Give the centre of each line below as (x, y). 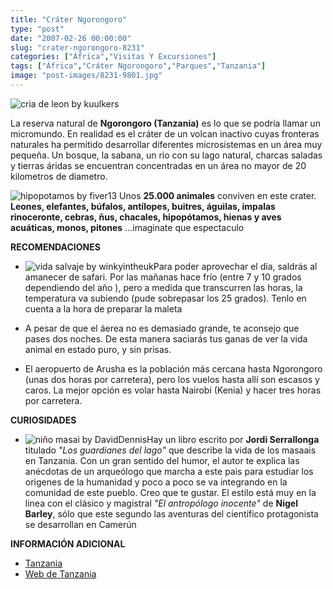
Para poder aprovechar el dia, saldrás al (235, 266)
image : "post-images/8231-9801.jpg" (86, 76)
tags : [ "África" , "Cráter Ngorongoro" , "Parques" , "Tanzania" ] (138, 66)
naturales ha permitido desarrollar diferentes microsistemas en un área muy (166, 144)
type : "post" (37, 29)
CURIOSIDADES (43, 420)
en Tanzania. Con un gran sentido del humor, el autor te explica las (162, 460)
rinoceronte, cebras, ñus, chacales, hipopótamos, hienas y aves (146, 217)
